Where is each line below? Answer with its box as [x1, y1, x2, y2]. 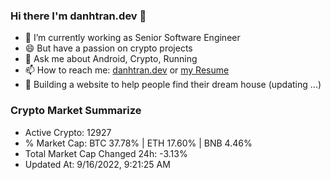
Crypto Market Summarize [10, 104, 142, 118]
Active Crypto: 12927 [24, 126, 112, 138]
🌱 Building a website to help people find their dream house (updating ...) [24, 79, 322, 91]
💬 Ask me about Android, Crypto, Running [24, 53, 198, 65]
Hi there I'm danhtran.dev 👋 [10, 9, 147, 23]
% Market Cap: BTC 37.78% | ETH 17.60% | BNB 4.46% [24, 137, 253, 149]
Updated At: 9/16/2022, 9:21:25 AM [24, 158, 171, 170]
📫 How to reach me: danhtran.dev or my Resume [24, 64, 230, 76]
